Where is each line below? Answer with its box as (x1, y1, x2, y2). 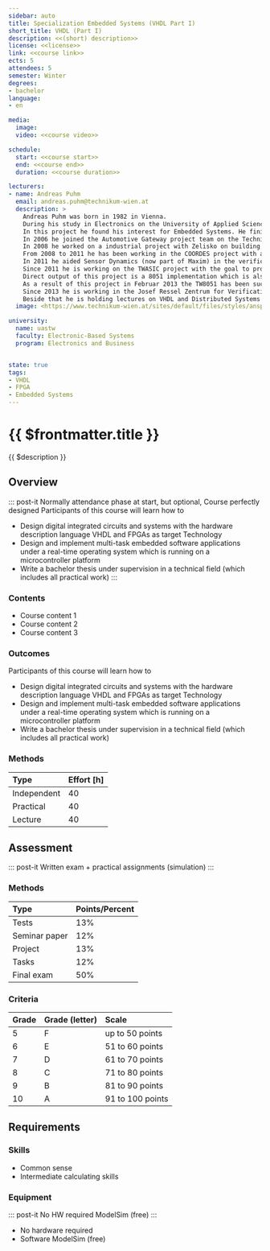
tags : (8, 368, 27, 377)
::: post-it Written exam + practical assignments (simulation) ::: (8, 862, 215, 872)
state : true (8, 361, 48, 369)
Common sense (19, 1162, 72, 1172)
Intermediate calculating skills (19, 1171, 119, 1181)
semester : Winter (8, 72, 67, 80)
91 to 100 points (104, 1093, 169, 1104)
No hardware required (19, 1225, 94, 1236)
